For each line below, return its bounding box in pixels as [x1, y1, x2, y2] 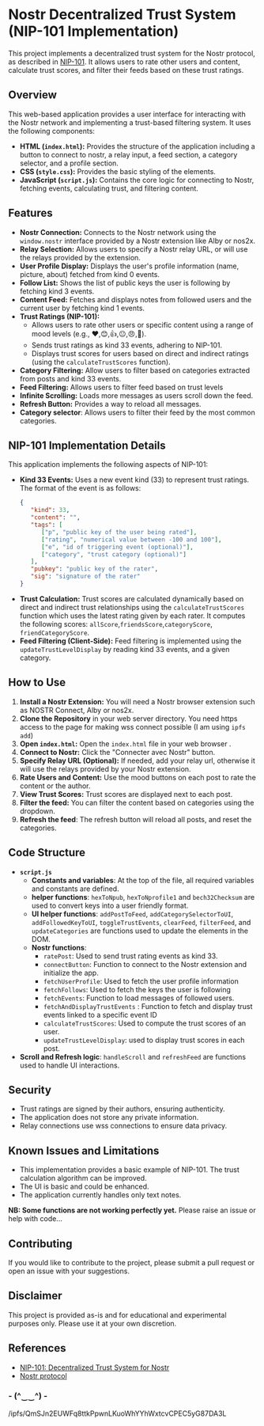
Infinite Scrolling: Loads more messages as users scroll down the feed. [19, 390, 254, 400]
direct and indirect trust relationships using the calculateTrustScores [19, 602, 245, 612]
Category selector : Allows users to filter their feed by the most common [19, 408, 255, 417]
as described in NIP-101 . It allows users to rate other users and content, [8, 57, 240, 66]
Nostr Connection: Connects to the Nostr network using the [19, 227, 217, 237]
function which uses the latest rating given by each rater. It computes [19, 611, 246, 620]
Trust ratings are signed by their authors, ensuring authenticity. [19, 1104, 225, 1113]
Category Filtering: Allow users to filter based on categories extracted [19, 366, 251, 375]
